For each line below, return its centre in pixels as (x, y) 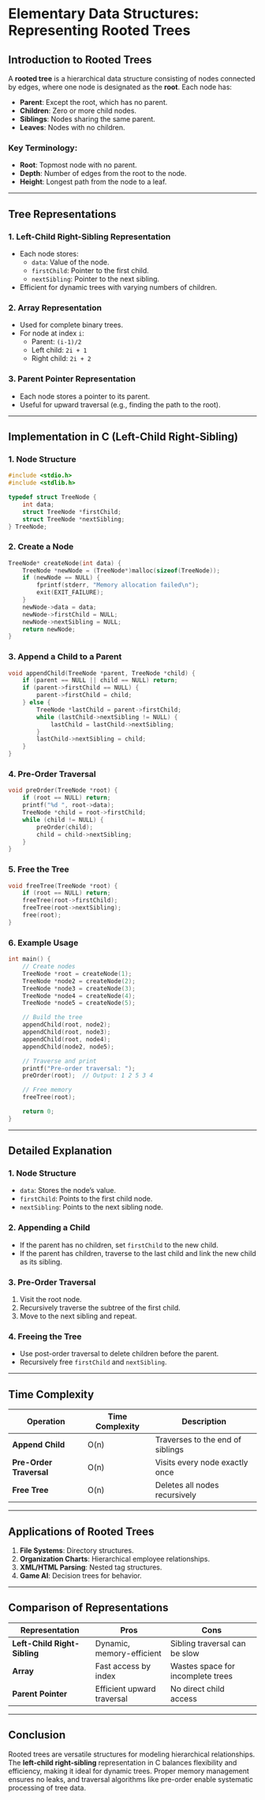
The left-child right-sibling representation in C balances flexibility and (123, 1762)
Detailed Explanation (60, 1151)
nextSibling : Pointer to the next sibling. (95, 279)
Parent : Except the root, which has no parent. (93, 102)
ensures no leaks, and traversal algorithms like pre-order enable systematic (131, 1779)
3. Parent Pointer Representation (72, 379)
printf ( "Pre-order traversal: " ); (79, 1068)
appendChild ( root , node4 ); (67, 1039)
